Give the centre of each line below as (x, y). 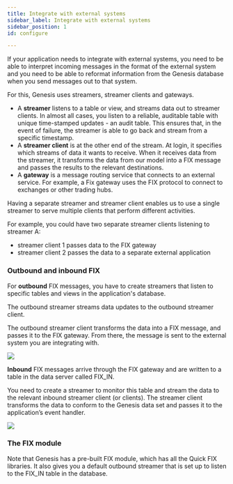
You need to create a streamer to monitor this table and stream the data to (113, 390)
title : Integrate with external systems (67, 14)
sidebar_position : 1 (37, 27)
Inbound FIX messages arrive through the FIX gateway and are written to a (114, 369)
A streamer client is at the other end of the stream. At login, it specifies (120, 145)
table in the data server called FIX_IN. (61, 377)
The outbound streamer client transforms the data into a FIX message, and (114, 328)
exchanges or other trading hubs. (65, 190)
